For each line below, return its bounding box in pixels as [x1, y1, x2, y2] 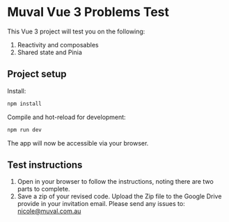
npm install [7, 100, 42, 107]
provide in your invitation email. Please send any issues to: [17, 200, 186, 208]
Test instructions [7, 159, 83, 171]
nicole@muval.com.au [17, 207, 81, 216]
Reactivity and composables [17, 40, 99, 49]
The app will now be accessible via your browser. [7, 138, 149, 147]
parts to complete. [17, 185, 70, 193]
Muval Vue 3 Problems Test [7, 4, 169, 20]
